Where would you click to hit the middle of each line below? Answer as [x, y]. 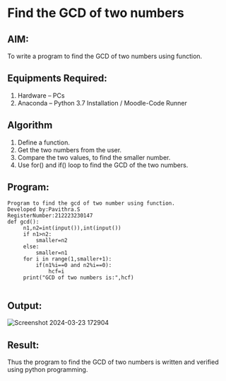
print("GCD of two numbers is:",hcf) [78, 278]
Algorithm [30, 125]
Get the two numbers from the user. [70, 149]
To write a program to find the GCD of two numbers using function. [105, 56]
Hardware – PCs [41, 95]
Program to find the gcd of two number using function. [91, 203]
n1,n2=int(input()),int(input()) [72, 228]
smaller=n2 [52, 241]
